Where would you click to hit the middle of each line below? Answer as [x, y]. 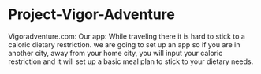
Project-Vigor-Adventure [91, 15]
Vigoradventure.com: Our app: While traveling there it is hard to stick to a [127, 36]
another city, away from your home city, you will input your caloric [116, 53]
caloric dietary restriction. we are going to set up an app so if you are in [124, 44]
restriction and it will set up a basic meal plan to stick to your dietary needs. [131, 61]
